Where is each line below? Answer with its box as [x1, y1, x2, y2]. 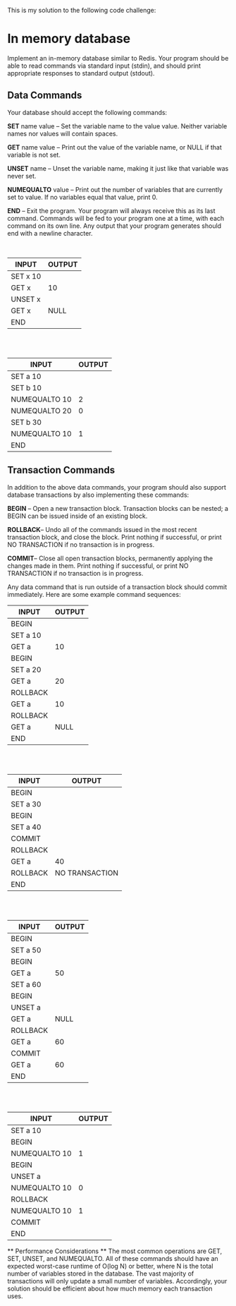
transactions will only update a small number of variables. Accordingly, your [7, 1276, 228, 1285]
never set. [7, 171, 37, 180]
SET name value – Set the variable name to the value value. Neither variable [7, 121, 228, 130]
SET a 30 [11, 799, 42, 809]
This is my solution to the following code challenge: [7, 6, 156, 14]
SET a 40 [11, 822, 42, 832]
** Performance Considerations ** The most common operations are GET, [7, 1247, 223, 1255]
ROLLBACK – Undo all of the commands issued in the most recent [7, 525, 197, 533]
